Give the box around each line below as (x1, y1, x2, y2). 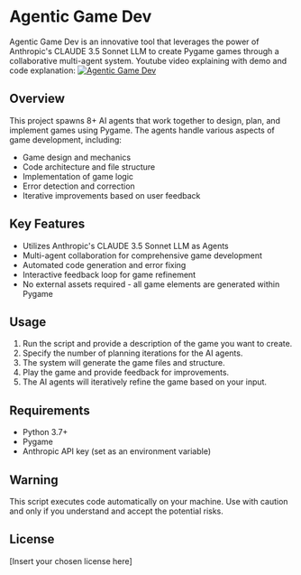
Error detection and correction (22, 181, 135, 191)
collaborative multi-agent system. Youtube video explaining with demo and (9, 55, 287, 66)
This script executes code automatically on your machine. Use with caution (9, 496, 288, 506)
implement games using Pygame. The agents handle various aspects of (9, 125, 275, 135)
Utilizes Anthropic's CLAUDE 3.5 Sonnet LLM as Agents (22, 240, 230, 251)
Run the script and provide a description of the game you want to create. (22, 339, 293, 349)
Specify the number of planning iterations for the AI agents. (22, 348, 243, 358)
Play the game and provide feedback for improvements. (22, 367, 230, 378)
